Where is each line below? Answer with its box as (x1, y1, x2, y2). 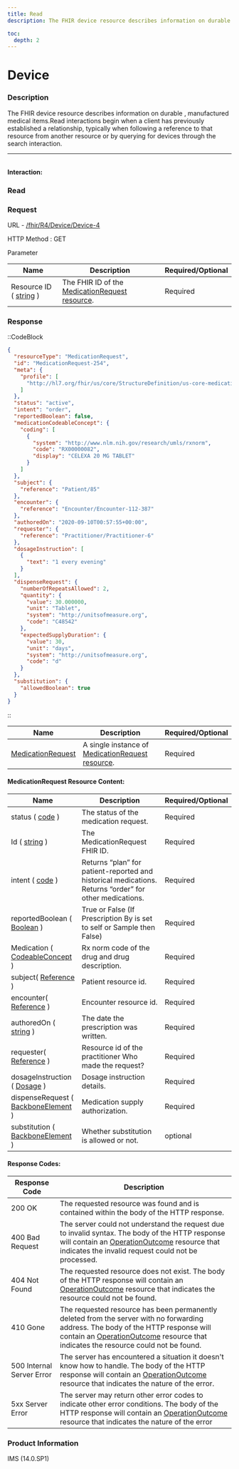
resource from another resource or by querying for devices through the (7, 131, 216, 140)
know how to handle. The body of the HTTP (60, 1361, 206, 1371)
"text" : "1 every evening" (26, 559, 107, 566)
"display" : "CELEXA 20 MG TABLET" (33, 453, 135, 460)
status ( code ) (11, 812, 60, 822)
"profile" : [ (20, 373, 59, 380)
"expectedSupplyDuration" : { (20, 632, 107, 639)
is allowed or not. (81, 1135, 139, 1145)
